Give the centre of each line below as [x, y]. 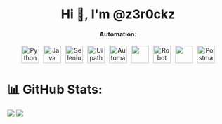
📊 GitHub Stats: [55, 89]
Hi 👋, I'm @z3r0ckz [118, 14]
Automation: [118, 34]
